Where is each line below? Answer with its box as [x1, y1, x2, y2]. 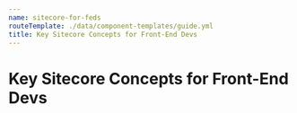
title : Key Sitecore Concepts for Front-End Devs [8, 30, 198, 39]
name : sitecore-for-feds [8, 13, 101, 22]
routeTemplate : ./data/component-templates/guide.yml [8, 22, 214, 30]
